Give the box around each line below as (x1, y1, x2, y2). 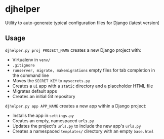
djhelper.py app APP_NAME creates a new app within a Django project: (5, 103, 147, 109)
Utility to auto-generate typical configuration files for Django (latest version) (5, 20, 160, 26)
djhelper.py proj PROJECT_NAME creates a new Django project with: (5, 47, 142, 53)
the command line (12, 72, 49, 78)
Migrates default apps (12, 88, 57, 94)
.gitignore (12, 63, 35, 68)
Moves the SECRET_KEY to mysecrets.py (12, 77, 90, 83)
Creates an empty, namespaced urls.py (12, 117, 94, 124)
